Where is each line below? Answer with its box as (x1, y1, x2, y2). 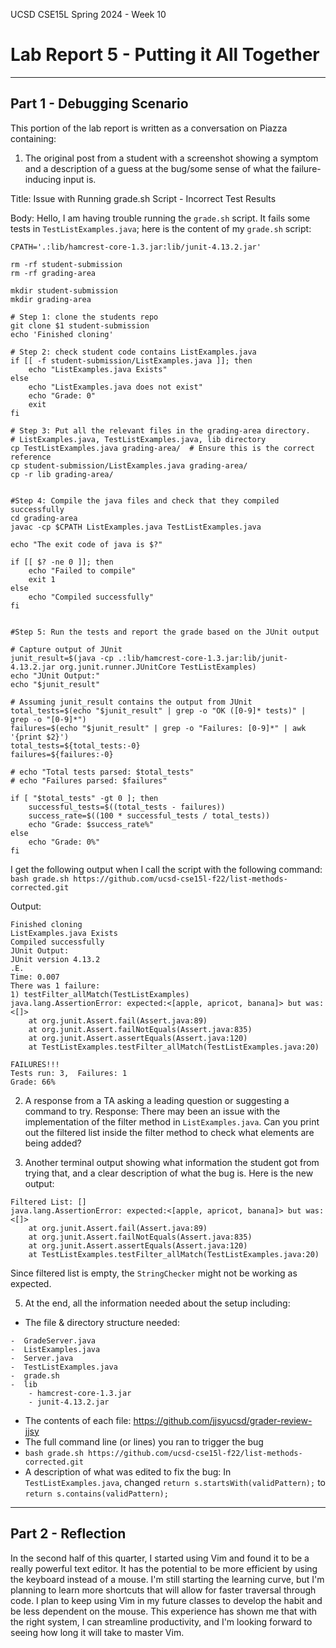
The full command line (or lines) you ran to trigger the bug (24, 1435, 264, 1448)
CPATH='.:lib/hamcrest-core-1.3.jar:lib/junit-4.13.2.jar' (10, 242, 262, 252)
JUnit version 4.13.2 (10, 954, 101, 964)
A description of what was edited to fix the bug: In (24, 1465, 232, 1478)
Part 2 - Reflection (10, 1525, 127, 1543)
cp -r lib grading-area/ (10, 469, 114, 479)
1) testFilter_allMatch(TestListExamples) (10, 989, 190, 999)
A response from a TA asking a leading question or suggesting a (24, 1094, 290, 1106)
